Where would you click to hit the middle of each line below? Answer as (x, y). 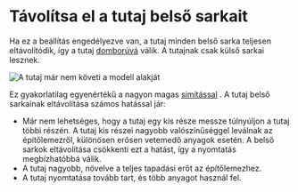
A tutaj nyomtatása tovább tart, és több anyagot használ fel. (132, 177)
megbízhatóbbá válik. (62, 158)
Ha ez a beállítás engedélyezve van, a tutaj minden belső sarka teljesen (141, 41)
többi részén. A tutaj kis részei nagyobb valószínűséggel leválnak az (148, 130)
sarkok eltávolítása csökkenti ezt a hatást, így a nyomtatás (129, 149)
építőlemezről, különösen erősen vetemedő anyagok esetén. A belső (148, 140)
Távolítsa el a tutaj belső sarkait (128, 16)
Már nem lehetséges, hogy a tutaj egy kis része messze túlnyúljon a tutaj (156, 121)
